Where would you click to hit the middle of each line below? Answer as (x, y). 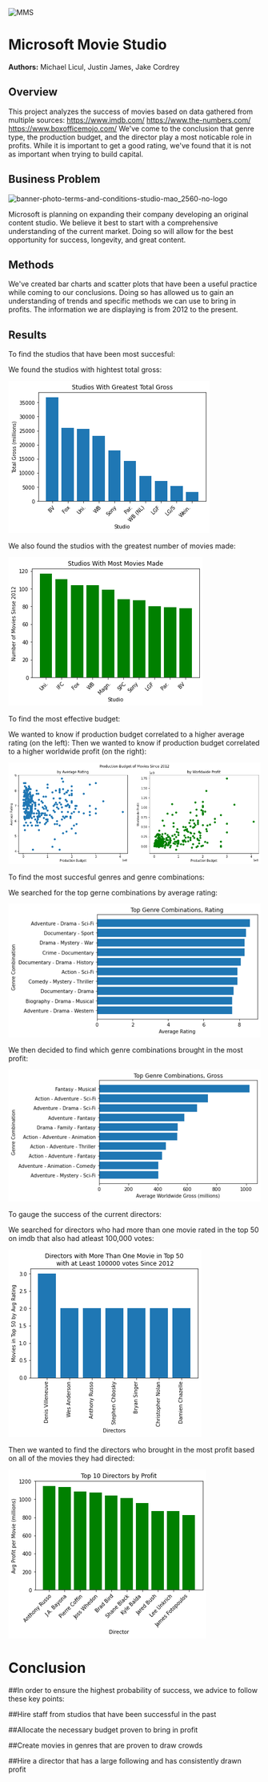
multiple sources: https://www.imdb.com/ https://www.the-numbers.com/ (130, 119)
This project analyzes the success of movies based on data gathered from (131, 111)
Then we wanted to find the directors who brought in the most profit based (132, 1450)
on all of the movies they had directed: (72, 1458)
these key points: (37, 1699)
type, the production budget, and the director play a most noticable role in (130, 137)
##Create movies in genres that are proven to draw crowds (106, 1745)
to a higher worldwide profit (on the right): (78, 752)
